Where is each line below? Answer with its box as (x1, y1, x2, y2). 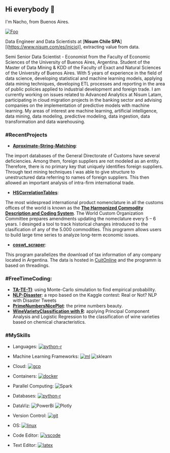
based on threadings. (5, 263, 50, 269)
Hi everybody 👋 (5, 5, 55, 14)
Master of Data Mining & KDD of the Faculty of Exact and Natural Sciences (5, 64, 161, 70)
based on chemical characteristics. (12, 319, 86, 325)
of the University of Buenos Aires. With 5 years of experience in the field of (5, 70, 162, 76)
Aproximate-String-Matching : (12, 143, 77, 149)
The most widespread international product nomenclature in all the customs (5, 200, 164, 206)
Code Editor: (12, 432, 39, 438)
